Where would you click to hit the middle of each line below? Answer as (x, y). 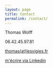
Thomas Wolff (19, 33)
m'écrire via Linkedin (26, 61)
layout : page (18, 9)
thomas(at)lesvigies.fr (26, 51)
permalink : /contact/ (26, 18)
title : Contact (20, 14)
